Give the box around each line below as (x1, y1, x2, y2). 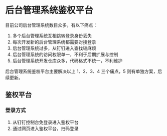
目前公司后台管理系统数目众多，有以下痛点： (5, 22, 98, 28)
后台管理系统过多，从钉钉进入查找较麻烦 (12, 45, 96, 51)
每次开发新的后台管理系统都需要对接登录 (12, 38, 96, 45)
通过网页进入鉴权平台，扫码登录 (12, 125, 79, 131)
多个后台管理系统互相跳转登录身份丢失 (12, 32, 92, 38)
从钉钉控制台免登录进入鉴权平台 (12, 119, 79, 125)
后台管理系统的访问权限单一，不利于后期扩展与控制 (12, 51, 118, 57)
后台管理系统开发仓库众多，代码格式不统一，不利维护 (12, 57, 123, 63)
